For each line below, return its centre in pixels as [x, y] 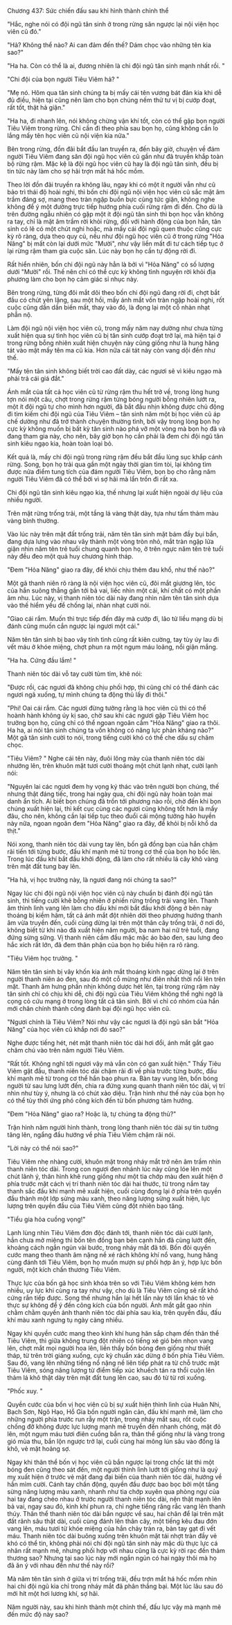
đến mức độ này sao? [38, 1614]
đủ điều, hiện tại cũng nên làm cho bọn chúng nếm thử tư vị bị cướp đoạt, [112, 100]
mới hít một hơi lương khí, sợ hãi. [53, 1593]
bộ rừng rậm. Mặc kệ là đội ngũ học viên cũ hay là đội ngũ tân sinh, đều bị [113, 164]
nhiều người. [25, 500]
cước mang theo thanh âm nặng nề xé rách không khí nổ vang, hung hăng [113, 1255]
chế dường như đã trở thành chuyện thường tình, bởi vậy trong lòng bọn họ [114, 421]
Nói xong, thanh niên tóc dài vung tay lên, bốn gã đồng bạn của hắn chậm [113, 844]
